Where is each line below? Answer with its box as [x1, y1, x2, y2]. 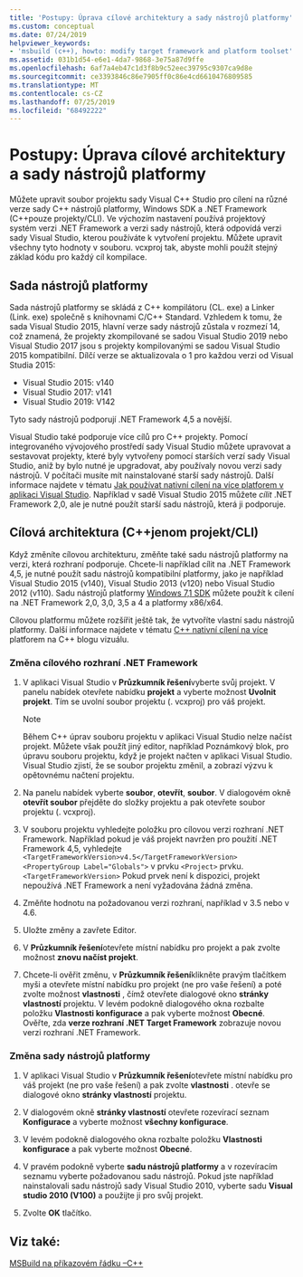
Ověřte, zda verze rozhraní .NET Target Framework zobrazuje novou [22, 1017, 282, 1028]
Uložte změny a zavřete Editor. [22, 925, 137, 936]
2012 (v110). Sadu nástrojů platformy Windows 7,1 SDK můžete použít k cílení [9, 587, 295, 598]
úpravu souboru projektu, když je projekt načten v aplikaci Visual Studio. [22, 750, 293, 761]
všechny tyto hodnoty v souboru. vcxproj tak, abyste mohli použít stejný [9, 242, 279, 253]
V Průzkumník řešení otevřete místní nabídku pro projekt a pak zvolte [22, 942, 280, 953]
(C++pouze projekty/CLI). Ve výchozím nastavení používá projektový [9, 214, 266, 224]
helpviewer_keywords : [9, 38, 91, 48]
